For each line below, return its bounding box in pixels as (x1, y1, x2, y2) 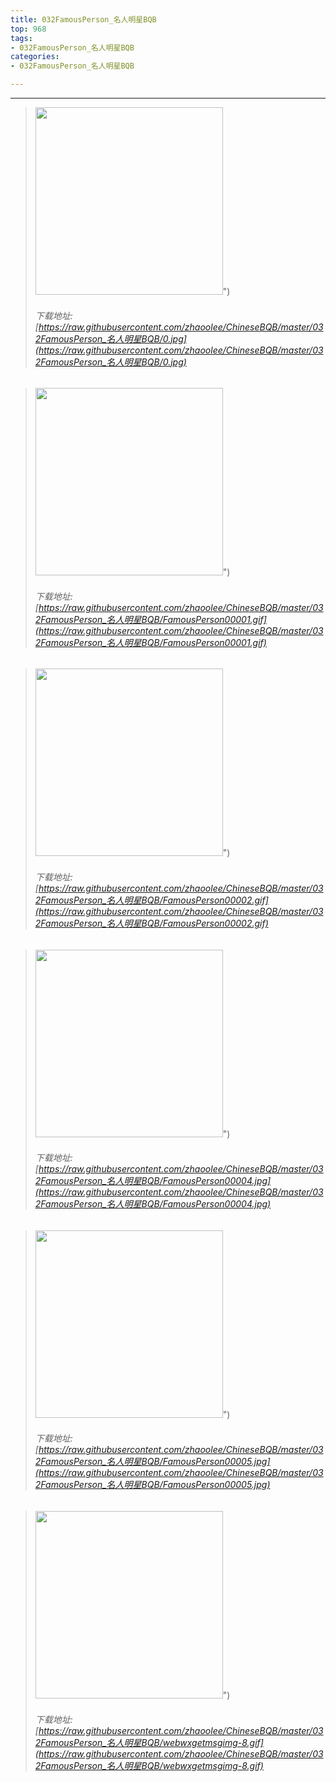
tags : (10, 33, 33, 43)
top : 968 (10, 24, 47, 34)
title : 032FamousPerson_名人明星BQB (10, 14, 157, 25)
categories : (10, 52, 60, 62)
